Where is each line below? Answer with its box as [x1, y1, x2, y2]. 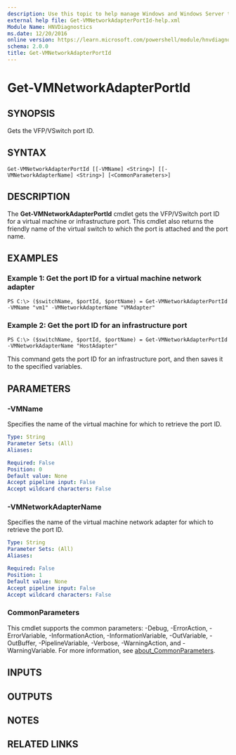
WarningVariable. [7, 646, 58, 654]
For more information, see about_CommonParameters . [58, 646, 216, 654]
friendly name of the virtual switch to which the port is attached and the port [7, 224, 228, 233]
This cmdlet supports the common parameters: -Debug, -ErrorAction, [7, 623, 209, 632]
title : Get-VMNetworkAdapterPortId [7, 50, 112, 57]
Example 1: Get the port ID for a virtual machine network [7, 273, 202, 283]
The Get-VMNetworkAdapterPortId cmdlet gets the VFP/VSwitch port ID [7, 209, 220, 218]
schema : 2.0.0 [7, 43, 49, 50]
